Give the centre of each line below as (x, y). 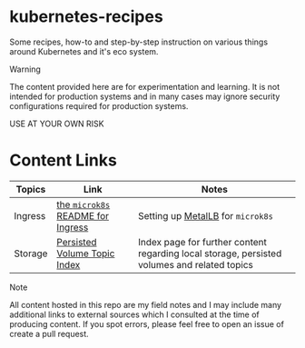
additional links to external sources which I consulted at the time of (135, 314)
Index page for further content (202, 242)
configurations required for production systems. (99, 105)
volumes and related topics (196, 264)
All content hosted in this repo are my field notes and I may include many (146, 304)
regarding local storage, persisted (210, 254)
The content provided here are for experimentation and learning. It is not (145, 86)
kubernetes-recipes (86, 17)
